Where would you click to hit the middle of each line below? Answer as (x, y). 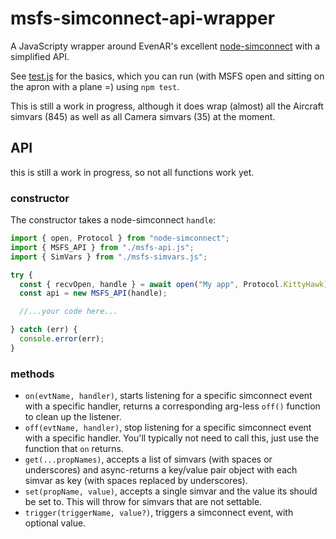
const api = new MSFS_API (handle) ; (93, 293)
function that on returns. (74, 449)
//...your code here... (68, 312)
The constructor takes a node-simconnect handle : (113, 220)
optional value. (55, 523)
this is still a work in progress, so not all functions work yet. (132, 172)
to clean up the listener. (73, 417)
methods (32, 374)
